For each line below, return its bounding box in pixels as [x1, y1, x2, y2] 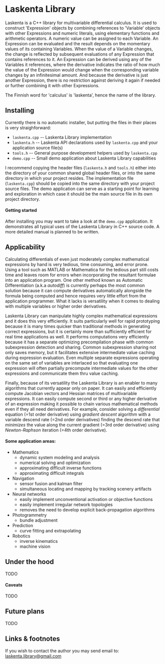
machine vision [19, 543, 51, 549]
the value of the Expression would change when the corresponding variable [5, 66, 159, 72]
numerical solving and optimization [19, 460, 91, 465]
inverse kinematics [19, 538, 58, 544]
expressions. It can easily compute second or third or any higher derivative [5, 396, 157, 401]
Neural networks [12, 491, 46, 497]
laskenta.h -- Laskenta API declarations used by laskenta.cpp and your [12, 139, 158, 145]
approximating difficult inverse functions [19, 465, 102, 471]
